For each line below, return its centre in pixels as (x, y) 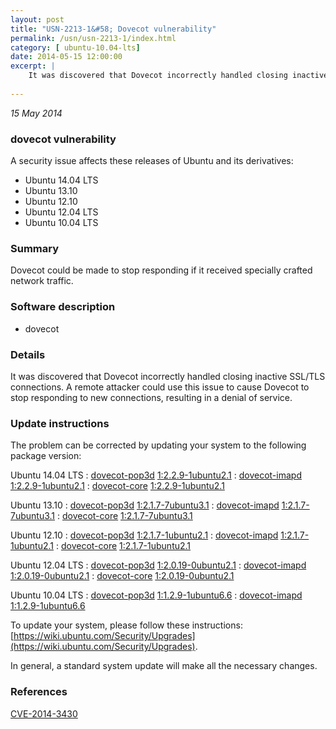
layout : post (37, 19)
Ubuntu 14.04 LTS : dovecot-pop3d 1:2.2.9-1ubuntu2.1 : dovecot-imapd (156, 475)
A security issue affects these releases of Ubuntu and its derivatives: (152, 161)
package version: (46, 456)
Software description (63, 307)
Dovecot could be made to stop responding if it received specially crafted (161, 270)
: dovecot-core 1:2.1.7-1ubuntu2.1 (123, 546)
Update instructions (60, 423)
